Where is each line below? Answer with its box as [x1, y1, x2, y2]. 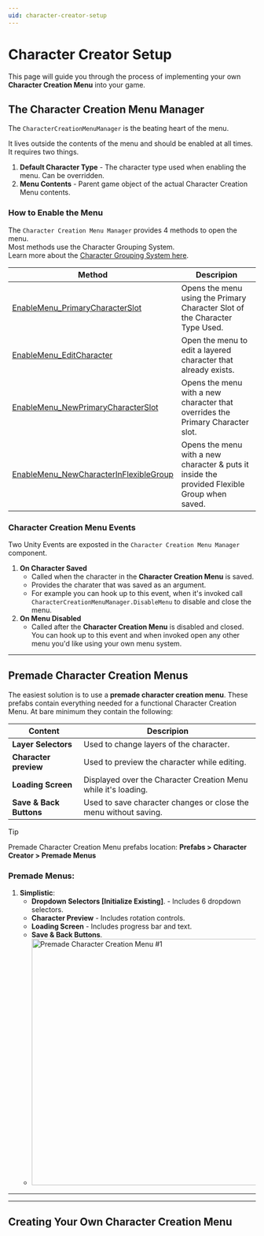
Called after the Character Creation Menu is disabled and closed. [31, 622, 244, 631]
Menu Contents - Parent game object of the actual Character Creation [19, 179, 248, 189]
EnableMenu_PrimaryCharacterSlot [12, 302, 142, 313]
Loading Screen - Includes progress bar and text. [31, 921, 192, 931]
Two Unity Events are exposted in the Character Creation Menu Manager [8, 539, 240, 549]
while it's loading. [83, 784, 148, 795]
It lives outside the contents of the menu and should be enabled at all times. [8, 139, 253, 148]
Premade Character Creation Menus [8, 669, 189, 683]
